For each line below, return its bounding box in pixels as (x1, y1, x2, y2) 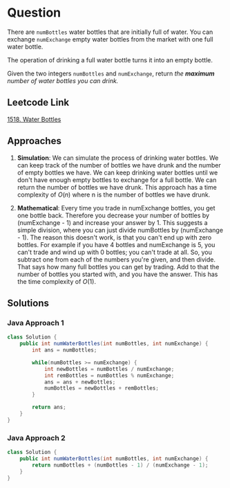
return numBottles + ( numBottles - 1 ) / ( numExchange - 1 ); (32, 462, 209, 469)
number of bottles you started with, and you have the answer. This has (17, 270, 218, 278)
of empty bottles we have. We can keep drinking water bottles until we (17, 168, 218, 177)
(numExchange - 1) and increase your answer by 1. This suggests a (17, 218, 209, 226)
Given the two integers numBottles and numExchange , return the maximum (7, 69, 215, 78)
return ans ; (32, 404, 67, 411)
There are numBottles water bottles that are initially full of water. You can (7, 28, 213, 36)
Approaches (7, 135, 62, 147)
